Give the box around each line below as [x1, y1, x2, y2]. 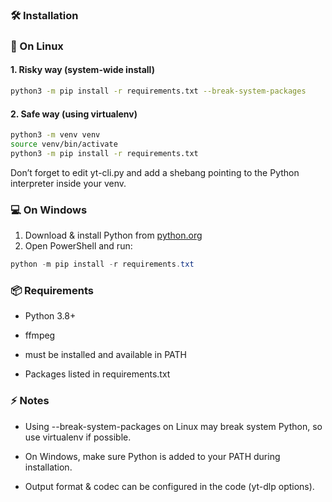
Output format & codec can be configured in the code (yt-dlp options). [24, 480, 315, 492]
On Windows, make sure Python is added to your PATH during [24, 450, 281, 462]
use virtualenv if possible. [24, 431, 132, 443]
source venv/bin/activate [10, 139, 118, 149]
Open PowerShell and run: [24, 240, 133, 252]
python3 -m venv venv [10, 130, 101, 140]
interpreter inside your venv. [10, 177, 127, 189]
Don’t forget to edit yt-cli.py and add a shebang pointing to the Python [10, 166, 300, 178]
